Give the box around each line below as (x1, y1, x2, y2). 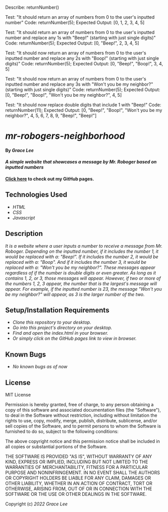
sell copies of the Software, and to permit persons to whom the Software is (5, 423, 161, 429)
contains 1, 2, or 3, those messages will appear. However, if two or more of (5, 275, 161, 281)
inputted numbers (5, 164, 44, 170)
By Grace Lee (5, 147, 34, 153)
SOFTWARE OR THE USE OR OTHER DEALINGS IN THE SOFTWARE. (5, 491, 147, 497)
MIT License (5, 392, 31, 398)
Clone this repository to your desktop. (12, 319, 92, 326)
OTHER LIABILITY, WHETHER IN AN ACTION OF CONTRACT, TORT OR (5, 481, 152, 487)
